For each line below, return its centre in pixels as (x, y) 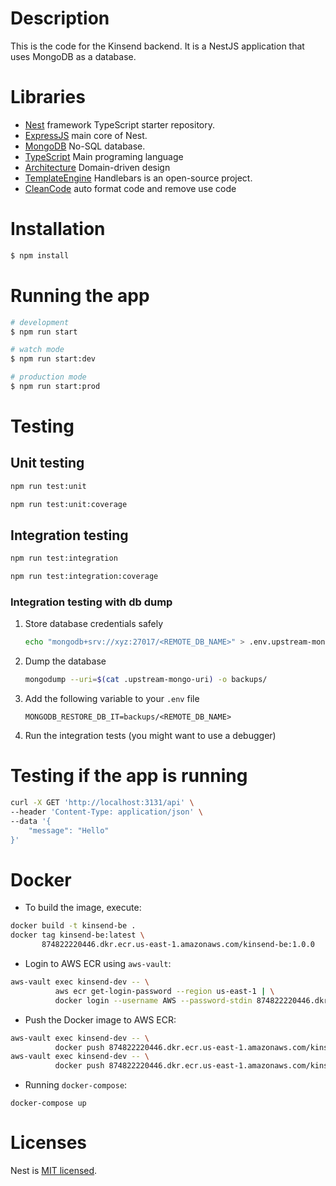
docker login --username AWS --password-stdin (153, 1000)
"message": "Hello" (69, 830)
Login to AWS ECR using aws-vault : (98, 964)
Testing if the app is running (129, 776)
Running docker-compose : (76, 1085)
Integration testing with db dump (91, 602)
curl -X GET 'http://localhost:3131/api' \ (102, 803)
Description (60, 18)
